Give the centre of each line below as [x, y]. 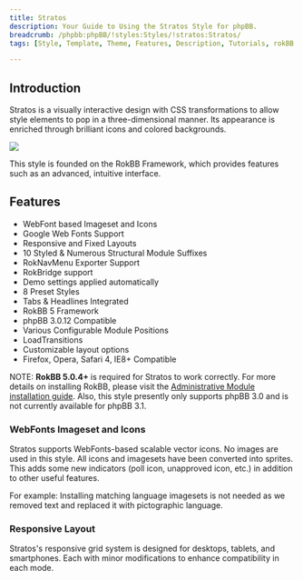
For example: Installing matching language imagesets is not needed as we [147, 495]
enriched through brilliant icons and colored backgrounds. [118, 129]
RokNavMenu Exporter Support [81, 262]
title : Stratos [38, 18]
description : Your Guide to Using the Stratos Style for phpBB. [133, 26]
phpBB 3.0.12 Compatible [69, 320]
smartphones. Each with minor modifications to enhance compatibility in [144, 558]
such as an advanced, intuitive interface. [85, 174]
